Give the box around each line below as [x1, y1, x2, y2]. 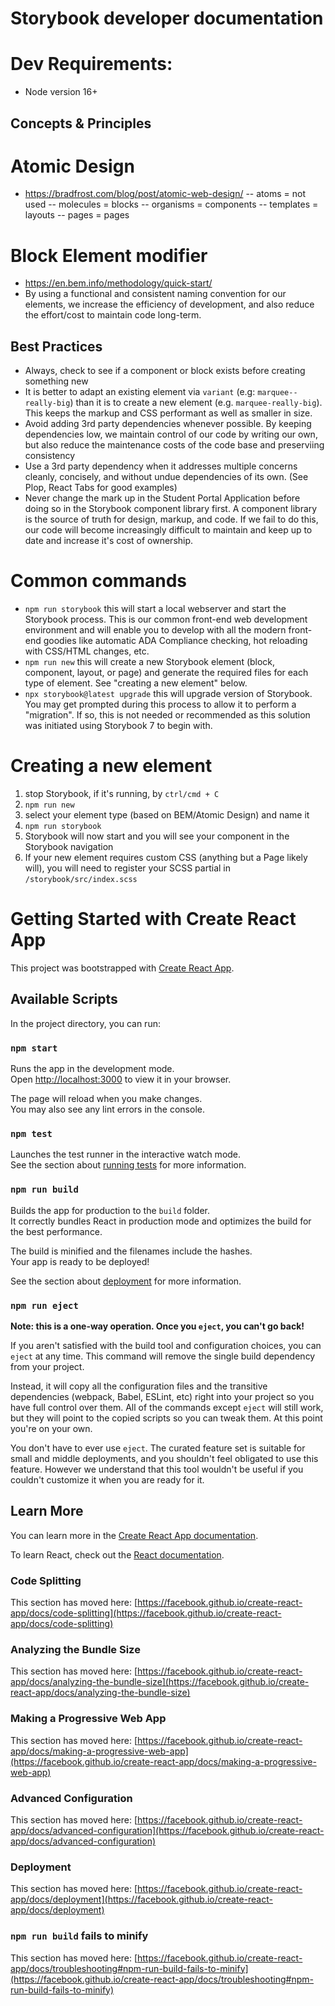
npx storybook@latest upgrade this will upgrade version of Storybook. [24, 688, 313, 700]
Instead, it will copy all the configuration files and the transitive [10, 1380, 268, 1392]
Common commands [10, 570, 187, 592]
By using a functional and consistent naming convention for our [24, 288, 287, 300]
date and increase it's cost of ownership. [24, 535, 194, 547]
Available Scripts [10, 991, 118, 1008]
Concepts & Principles [10, 115, 152, 132]
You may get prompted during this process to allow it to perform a [24, 698, 297, 711]
